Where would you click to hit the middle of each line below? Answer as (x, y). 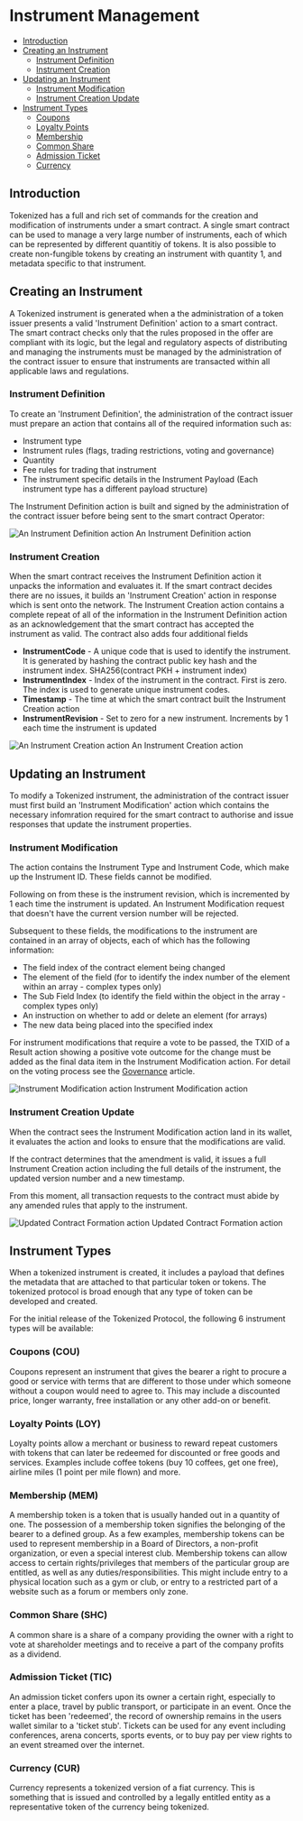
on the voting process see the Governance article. (102, 1071)
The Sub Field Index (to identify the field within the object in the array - (154, 997)
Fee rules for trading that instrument (89, 469)
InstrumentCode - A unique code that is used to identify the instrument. (156, 651)
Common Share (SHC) (59, 1615)
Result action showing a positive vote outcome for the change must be (140, 1053)
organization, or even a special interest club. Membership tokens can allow (148, 1553)
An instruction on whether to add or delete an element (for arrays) (145, 1016)
